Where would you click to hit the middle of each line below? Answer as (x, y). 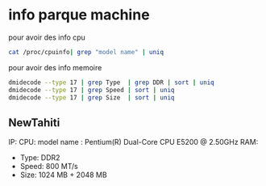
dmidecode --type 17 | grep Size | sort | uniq (91, 97)
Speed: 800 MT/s (49, 167)
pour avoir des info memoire (55, 67)
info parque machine (79, 15)
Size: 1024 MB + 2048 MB (63, 175)
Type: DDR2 (40, 158)
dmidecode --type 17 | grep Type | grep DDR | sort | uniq (112, 82)
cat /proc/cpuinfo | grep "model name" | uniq (86, 52)
